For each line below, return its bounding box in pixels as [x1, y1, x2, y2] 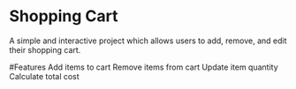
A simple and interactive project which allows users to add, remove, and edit [9, 35, 287, 46]
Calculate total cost [9, 70, 80, 81]
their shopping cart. [9, 44, 81, 55]
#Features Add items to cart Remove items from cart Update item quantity [9, 62, 278, 72]
